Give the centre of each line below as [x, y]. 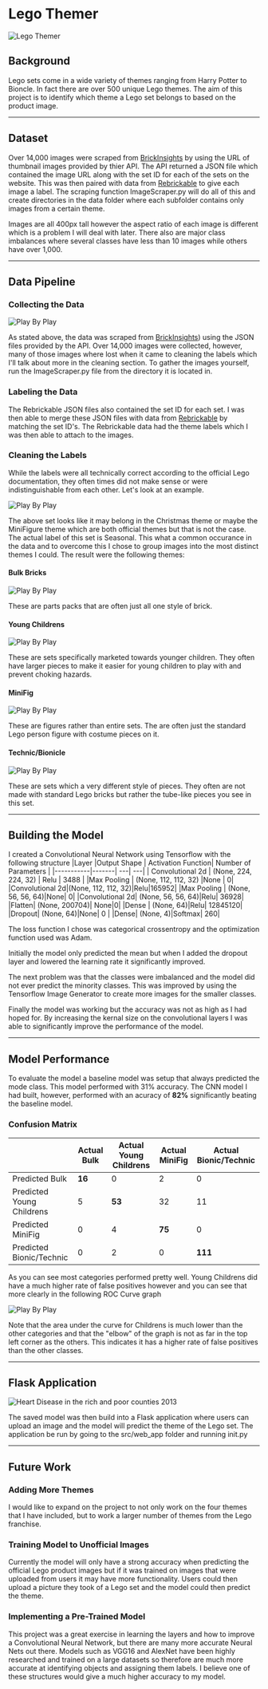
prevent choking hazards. [50, 674]
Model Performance [59, 1059]
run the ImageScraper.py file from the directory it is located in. [110, 371]
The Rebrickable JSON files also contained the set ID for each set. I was [126, 409]
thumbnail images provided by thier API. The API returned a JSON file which [133, 166]
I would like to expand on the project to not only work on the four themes [128, 1507]
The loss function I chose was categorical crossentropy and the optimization [134, 929]
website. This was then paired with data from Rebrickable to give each [124, 183]
